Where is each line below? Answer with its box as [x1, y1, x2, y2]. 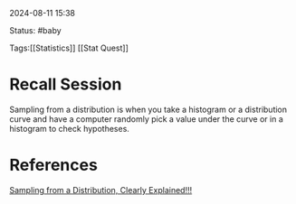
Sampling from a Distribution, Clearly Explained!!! [9, 184, 193, 195]
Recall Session [9, 74, 122, 95]
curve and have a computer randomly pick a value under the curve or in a [9, 113, 283, 125]
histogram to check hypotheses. [9, 123, 129, 134]
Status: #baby [9, 25, 62, 35]
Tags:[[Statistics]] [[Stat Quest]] [9, 42, 129, 53]
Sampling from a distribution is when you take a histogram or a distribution [9, 104, 288, 115]
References [9, 155, 98, 175]
